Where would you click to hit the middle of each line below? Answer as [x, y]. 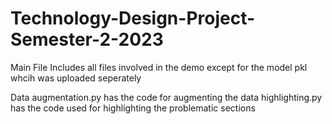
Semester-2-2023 [87, 39]
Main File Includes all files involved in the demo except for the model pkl [159, 67]
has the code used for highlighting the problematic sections [133, 108]
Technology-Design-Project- [133, 18]
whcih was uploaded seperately [76, 78]
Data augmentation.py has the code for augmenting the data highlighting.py [166, 97]
